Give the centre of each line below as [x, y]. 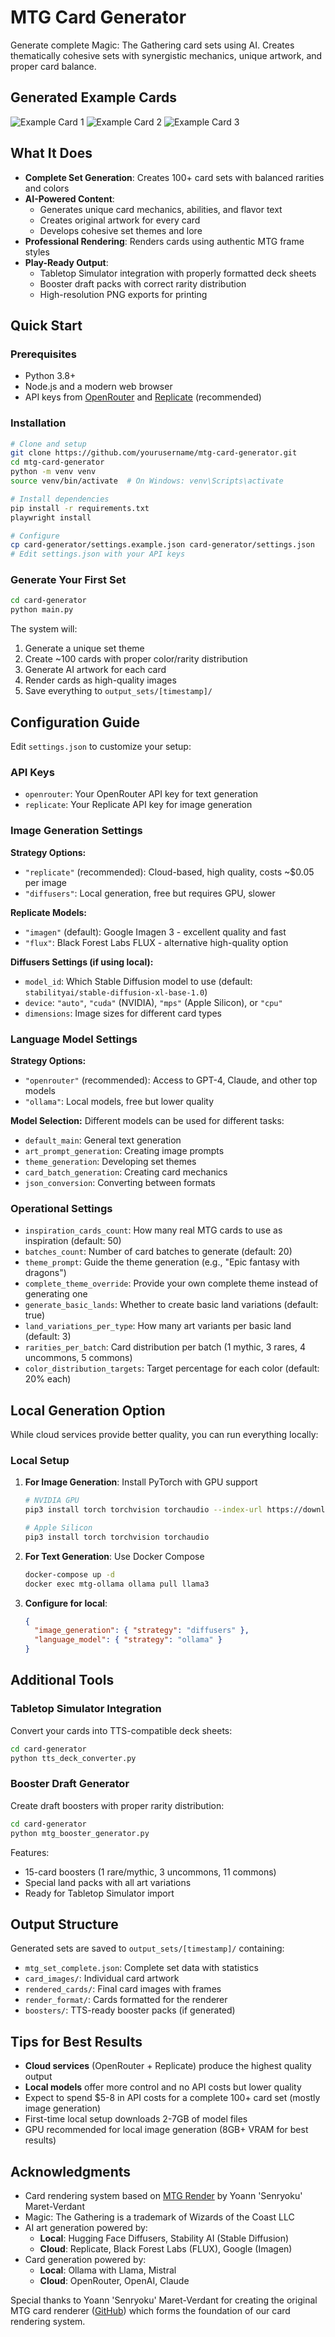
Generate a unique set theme [84, 648]
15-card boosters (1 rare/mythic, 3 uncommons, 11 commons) [150, 1872]
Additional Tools [62, 1680]
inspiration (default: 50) [73, 1241]
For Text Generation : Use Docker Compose [114, 1556]
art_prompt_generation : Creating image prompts [124, 1150]
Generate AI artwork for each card [95, 670]
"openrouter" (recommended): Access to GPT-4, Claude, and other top [171, 1080]
